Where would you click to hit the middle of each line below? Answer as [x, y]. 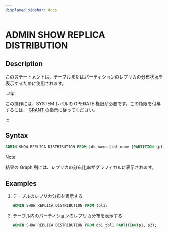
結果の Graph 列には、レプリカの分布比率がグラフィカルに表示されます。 [81, 167]
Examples [21, 183]
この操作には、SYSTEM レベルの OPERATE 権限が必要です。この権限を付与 [83, 103]
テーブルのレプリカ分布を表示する [48, 196]
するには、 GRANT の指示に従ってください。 [52, 110]
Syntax [17, 136]
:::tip [10, 93]
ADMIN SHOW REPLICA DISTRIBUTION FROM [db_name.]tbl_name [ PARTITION [80, 147]
